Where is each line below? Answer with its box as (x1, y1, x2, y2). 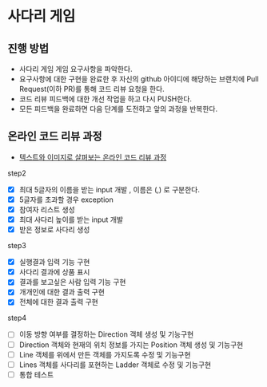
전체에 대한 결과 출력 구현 (18, 297, 99, 307)
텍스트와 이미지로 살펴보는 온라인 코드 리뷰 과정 (18, 152, 167, 162)
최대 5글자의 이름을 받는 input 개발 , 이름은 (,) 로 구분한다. (18, 184, 201, 194)
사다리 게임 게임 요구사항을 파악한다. (18, 65, 133, 73)
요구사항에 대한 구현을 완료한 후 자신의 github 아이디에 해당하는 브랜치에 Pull (18, 74, 259, 84)
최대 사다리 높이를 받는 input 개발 (18, 215, 124, 224)
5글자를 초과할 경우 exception (18, 195, 114, 204)
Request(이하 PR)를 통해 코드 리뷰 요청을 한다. (18, 85, 165, 93)
